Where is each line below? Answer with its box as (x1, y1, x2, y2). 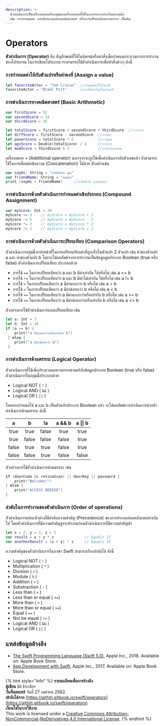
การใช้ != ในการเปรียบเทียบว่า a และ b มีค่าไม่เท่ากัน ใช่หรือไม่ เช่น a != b (12, 275, 134, 281)
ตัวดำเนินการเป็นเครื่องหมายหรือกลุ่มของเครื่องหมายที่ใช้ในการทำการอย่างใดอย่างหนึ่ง (10, 12, 124, 17)
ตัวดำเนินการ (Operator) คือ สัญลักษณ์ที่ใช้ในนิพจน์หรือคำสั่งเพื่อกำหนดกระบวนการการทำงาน (5, 53, 159, 59)
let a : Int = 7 (5, 317, 37, 322)
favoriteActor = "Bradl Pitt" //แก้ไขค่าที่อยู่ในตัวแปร (5, 87, 114, 92)
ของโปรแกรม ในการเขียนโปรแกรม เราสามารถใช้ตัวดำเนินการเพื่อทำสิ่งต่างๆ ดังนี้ (5, 59, 133, 65)
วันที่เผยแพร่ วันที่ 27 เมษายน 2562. (5, 689, 67, 695)
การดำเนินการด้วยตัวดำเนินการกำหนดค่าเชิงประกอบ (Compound (5, 191, 132, 198)
